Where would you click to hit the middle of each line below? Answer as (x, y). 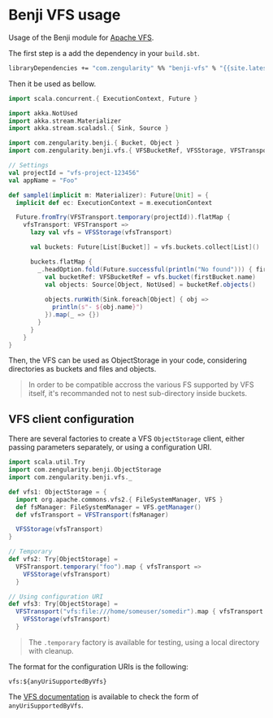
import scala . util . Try (47, 462)
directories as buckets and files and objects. (82, 369)
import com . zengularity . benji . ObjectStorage (85, 470)
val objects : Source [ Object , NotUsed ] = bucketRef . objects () (150, 285)
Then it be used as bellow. (52, 84)
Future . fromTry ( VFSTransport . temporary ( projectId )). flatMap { (123, 217)
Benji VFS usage (65, 15)
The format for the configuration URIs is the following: (98, 666)
